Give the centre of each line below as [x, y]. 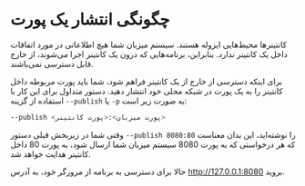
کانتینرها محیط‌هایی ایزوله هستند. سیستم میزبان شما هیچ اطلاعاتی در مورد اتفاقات [149, 44]
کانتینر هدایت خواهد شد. [51, 153]
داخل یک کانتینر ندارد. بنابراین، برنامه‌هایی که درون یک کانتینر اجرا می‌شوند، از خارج [149, 54]
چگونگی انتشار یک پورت [90, 20]
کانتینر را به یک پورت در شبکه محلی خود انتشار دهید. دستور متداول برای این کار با [147, 91]
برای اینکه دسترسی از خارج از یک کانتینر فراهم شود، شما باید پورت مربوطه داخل [147, 81]
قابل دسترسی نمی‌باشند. [52, 64]
